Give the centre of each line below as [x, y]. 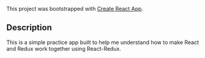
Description [29, 27]
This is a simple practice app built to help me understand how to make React [103, 42]
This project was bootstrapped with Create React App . [75, 9]
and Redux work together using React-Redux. [64, 48]
